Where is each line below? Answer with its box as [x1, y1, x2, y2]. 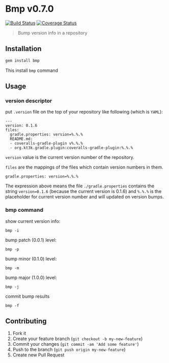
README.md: [10, 136, 33, 142]
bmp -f [5, 303, 19, 308]
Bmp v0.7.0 [5, 3, 54, 15]
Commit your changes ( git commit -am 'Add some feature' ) [12, 341, 139, 347]
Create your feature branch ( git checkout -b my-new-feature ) [12, 336, 143, 342]
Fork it [12, 330, 26, 337]
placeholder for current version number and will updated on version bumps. [5, 194, 164, 200]
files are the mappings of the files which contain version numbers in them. [5, 164, 164, 171]
